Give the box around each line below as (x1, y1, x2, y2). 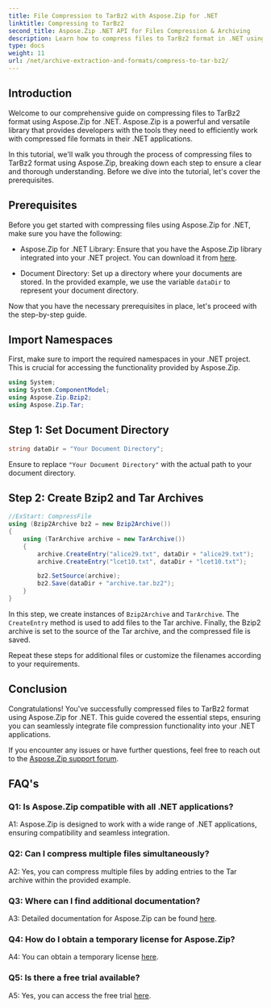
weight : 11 (8, 49, 45, 57)
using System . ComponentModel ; (8, 386, 110, 394)
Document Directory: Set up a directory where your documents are (19, 268, 243, 278)
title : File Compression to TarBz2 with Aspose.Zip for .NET (8, 11, 219, 20)
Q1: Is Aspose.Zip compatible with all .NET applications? (8, 802, 234, 813)
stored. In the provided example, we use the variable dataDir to (19, 277, 231, 286)
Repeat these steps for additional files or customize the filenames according (8, 650, 262, 660)
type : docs (8, 42, 45, 50)
